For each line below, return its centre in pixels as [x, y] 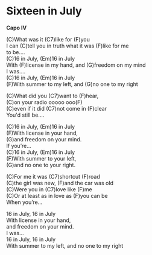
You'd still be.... [25, 115]
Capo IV [17, 28]
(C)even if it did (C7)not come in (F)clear [57, 108]
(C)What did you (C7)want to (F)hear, [52, 96]
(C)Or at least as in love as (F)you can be [57, 195]
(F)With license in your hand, [42, 133]
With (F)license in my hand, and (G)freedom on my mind [76, 65]
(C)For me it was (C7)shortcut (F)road [53, 176]
